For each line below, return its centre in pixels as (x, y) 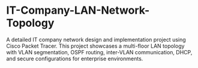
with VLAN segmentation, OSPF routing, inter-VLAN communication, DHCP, (99, 52)
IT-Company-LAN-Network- (78, 10)
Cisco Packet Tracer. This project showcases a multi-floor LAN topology (95, 46)
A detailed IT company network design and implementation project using (96, 39)
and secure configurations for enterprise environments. (75, 58)
